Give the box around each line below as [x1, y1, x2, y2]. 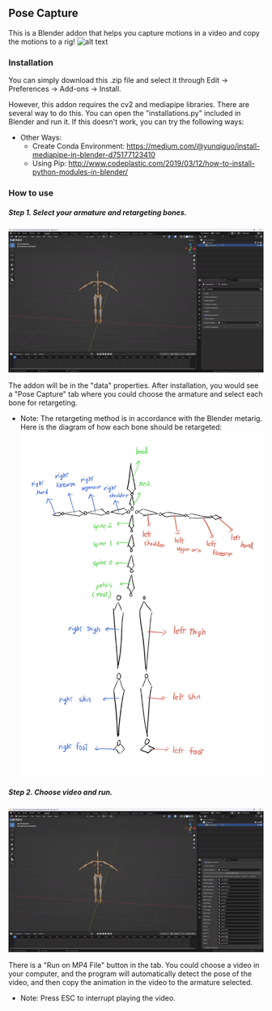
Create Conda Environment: [32, 141, 125, 151]
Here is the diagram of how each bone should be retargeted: [19, 422, 223, 432]
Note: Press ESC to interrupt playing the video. [19, 993, 176, 1003]
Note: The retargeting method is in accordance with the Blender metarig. [19, 413, 263, 423]
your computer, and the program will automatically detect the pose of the [8, 969, 253, 979]
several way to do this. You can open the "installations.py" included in [8, 109, 241, 118]
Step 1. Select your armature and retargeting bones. [8, 207, 188, 217]
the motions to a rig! [8, 37, 75, 46]
